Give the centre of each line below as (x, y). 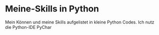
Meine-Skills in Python (52, 9)
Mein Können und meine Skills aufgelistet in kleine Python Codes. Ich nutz (80, 22)
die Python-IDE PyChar (28, 27)
